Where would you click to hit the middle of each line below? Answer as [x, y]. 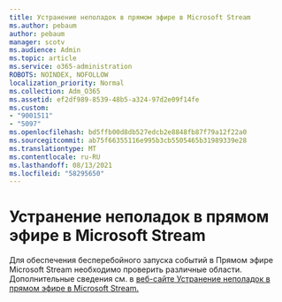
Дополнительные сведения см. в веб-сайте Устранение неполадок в [140, 279]
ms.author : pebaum [43, 26]
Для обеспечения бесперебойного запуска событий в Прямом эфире [141, 260]
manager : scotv [37, 42]
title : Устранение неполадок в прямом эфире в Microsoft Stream [130, 17]
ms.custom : [29, 108]
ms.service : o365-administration [71, 67]
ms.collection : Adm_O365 [55, 91]
